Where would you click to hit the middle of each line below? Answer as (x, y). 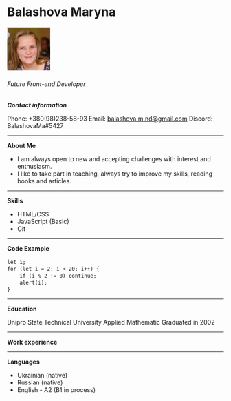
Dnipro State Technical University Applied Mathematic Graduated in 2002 (111, 322)
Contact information (37, 105)
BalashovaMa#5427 (35, 126)
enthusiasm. (34, 167)
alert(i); (34, 283)
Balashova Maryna (62, 12)
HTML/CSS (33, 214)
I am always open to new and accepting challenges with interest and (114, 159)
